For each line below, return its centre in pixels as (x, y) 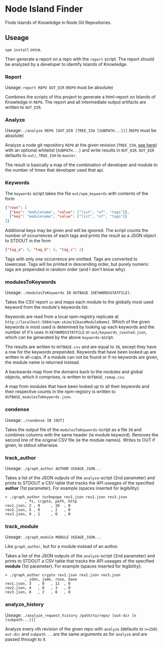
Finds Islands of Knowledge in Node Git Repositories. (58, 22)
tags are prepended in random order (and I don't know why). (66, 270)
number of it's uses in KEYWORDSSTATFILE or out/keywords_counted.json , (76, 332)
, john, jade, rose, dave (51, 579)
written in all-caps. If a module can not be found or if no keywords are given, (82, 357)
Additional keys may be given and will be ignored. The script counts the (77, 231)
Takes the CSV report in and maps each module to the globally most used (79, 302)
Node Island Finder (44, 9)
